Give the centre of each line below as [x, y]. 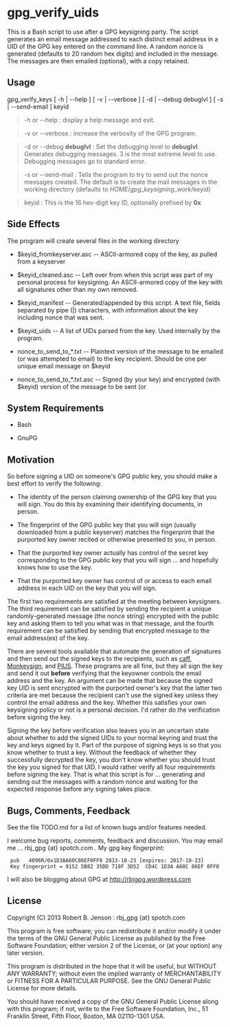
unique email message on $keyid [64, 366]
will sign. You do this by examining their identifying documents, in [110, 505]
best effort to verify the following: [54, 484]
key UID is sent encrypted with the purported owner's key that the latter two [115, 688]
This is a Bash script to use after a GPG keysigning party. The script [103, 32]
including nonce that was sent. [60, 317]
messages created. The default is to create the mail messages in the [120, 182]
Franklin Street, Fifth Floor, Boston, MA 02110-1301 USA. [86, 1016]
